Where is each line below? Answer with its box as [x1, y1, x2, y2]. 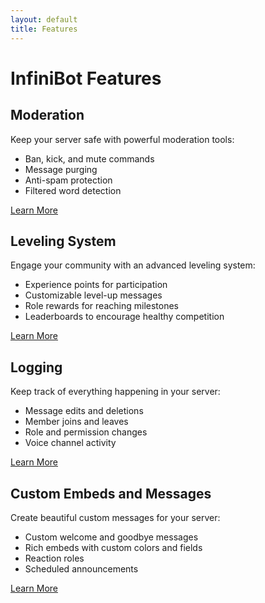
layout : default [10, 14, 78, 25]
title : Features [10, 24, 78, 34]
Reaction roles [24, 552, 85, 564]
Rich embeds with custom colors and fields [24, 541, 203, 553]
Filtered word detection [24, 184, 122, 196]
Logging [10, 359, 63, 376]
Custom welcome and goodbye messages [24, 531, 199, 543]
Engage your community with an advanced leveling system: [10, 259, 256, 271]
